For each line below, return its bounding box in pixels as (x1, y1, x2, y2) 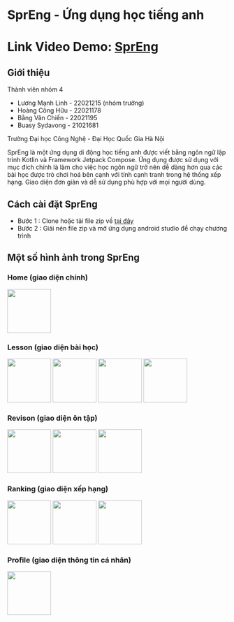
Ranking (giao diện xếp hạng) (7, 484, 108, 494)
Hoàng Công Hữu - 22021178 (17, 106, 101, 115)
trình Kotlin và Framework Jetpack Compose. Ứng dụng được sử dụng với (7, 156, 219, 164)
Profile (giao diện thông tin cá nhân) (7, 555, 131, 565)
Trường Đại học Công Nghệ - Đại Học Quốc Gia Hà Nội (7, 135, 165, 143)
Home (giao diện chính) (7, 273, 89, 282)
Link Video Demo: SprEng (7, 39, 159, 55)
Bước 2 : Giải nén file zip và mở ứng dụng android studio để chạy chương (17, 224, 228, 232)
